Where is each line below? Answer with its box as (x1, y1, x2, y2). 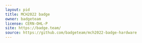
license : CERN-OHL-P (5, 21, 48, 26)
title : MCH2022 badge (5, 12, 50, 17)
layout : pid (5, 7, 30, 12)
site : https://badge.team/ (5, 26, 61, 31)
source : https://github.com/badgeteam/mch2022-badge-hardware (5, 30, 137, 35)
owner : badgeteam (5, 16, 41, 21)
